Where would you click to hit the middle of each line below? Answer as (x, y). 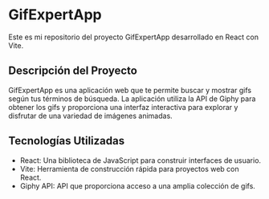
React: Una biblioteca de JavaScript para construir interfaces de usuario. (141, 160)
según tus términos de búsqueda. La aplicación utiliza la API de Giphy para (132, 99)
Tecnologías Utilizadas (67, 141)
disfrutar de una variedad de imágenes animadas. (90, 116)
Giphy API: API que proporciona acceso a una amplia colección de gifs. (137, 185)
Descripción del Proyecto (73, 71)
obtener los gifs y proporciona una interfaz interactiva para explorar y (123, 107)
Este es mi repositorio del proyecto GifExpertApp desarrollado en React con (134, 37)
